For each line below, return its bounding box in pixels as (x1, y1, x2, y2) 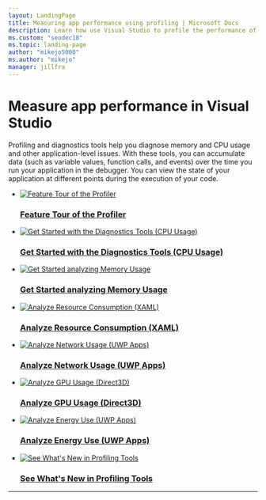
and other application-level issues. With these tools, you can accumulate (8, 148, 245, 158)
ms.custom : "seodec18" (8, 33, 83, 42)
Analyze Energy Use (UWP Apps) (19, 435, 150, 446)
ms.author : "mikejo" (8, 56, 77, 64)
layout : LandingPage (8, 11, 77, 20)
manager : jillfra (8, 63, 66, 71)
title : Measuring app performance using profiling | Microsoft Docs (8, 19, 239, 27)
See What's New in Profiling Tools (19, 472, 153, 483)
